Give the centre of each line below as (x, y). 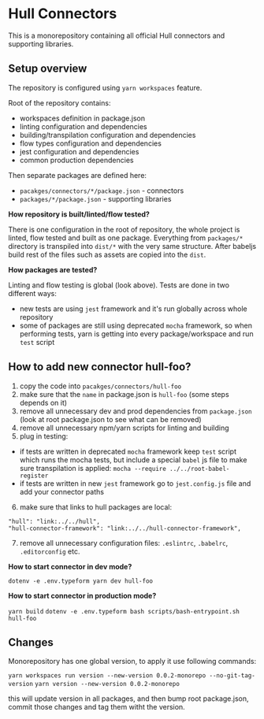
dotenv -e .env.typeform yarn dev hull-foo (81, 581)
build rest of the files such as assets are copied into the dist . (107, 254)
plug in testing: (44, 436)
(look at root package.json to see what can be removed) (111, 419)
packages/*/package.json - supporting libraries (95, 198)
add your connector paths (62, 491)
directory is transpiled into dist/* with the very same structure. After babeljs (132, 246)
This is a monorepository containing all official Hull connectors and (117, 35)
